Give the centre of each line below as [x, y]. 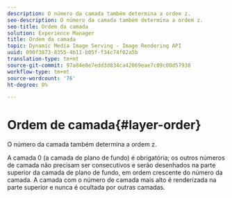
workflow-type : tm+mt [39, 72]
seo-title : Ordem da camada [48, 26]
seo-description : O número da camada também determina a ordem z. [105, 20]
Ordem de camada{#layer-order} [104, 125]
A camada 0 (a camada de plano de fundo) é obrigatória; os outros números [116, 158]
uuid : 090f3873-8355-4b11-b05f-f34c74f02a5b [73, 53]
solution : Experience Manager [51, 33]
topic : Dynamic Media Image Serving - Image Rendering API [94, 46]
